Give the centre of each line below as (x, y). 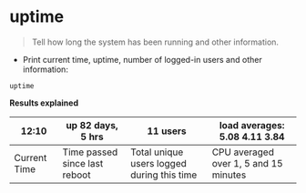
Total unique (157, 152)
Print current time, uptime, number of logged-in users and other (142, 59)
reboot (76, 175)
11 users (167, 131)
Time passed (90, 152)
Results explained (44, 103)
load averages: (252, 125)
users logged (158, 163)
